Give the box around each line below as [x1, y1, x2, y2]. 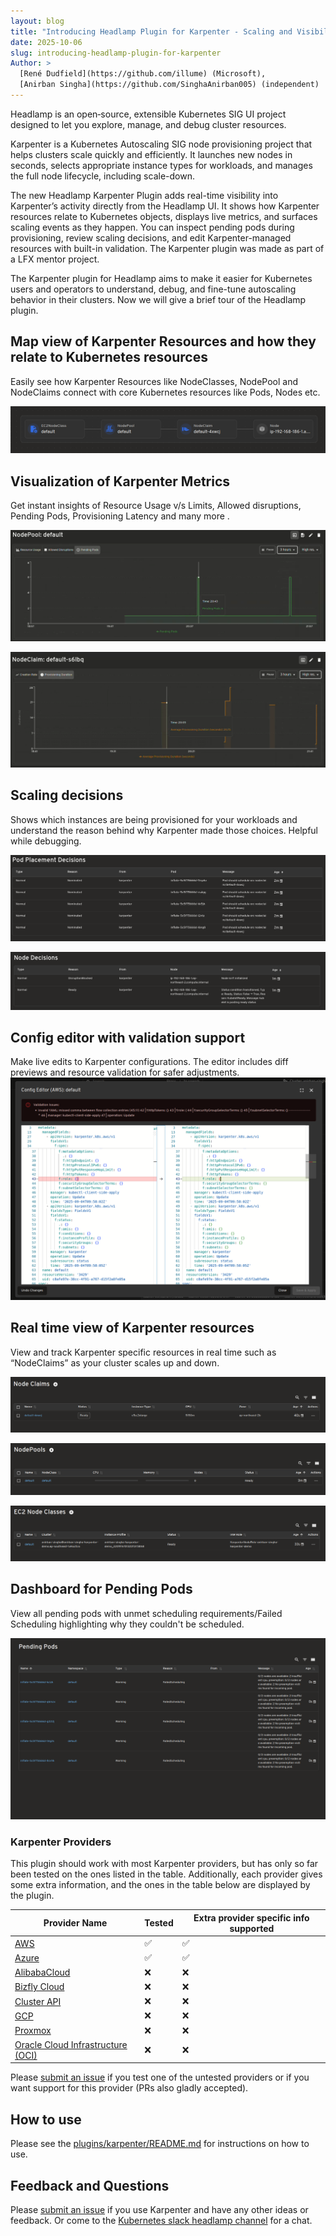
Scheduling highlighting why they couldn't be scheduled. [10, 1618, 245, 1630]
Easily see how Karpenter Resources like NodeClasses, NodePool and [10, 375, 298, 387]
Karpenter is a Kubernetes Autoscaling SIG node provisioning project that [10, 138, 313, 150]
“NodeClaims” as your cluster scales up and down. [10, 1356, 220, 1369]
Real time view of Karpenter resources [10, 1320, 255, 1337]
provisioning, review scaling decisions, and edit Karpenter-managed [10, 231, 292, 244]
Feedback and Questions [10, 2177, 170, 2194]
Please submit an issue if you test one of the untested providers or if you [10, 2071, 310, 2084]
